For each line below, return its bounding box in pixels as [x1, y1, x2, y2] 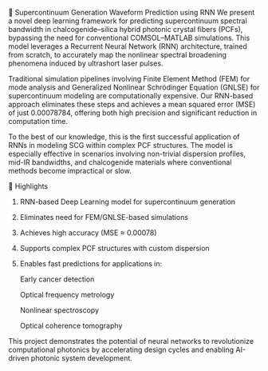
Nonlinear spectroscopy [19, 305, 100, 315]
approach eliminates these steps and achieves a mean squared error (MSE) [8, 100, 256, 109]
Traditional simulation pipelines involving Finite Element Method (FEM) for [8, 74, 250, 83]
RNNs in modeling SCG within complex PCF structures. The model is [8, 141, 234, 150]
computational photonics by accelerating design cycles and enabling [8, 345, 235, 354]
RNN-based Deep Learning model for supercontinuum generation [19, 197, 236, 206]
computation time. [8, 117, 69, 126]
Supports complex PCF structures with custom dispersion [19, 244, 210, 253]
